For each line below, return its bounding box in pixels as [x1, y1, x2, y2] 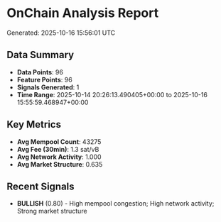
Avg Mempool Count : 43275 [16, 137, 102, 146]
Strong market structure [16, 207, 87, 216]
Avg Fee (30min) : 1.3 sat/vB [16, 145, 99, 153]
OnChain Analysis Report [6, 5, 159, 21]
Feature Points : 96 [16, 75, 72, 84]
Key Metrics [6, 118, 62, 131]
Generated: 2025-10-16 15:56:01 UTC [6, 28, 116, 37]
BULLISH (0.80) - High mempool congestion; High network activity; [16, 199, 215, 208]
